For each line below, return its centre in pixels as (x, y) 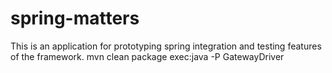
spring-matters (75, 18)
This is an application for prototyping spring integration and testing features (166, 46)
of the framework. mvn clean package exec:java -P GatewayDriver (147, 56)
